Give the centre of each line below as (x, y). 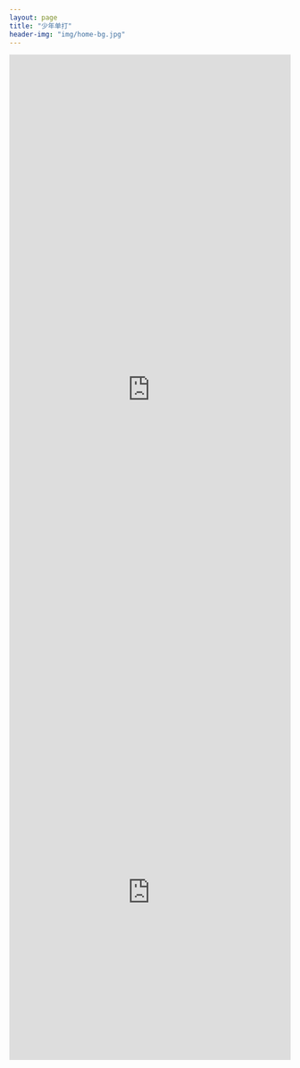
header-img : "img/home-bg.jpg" (67, 34)
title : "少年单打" (41, 26)
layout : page (33, 17)
